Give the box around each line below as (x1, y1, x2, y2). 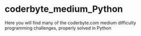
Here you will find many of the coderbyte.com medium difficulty (4, 20, 136, 26)
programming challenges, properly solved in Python (4, 25, 112, 31)
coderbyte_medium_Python (4, 3, 123, 15)
